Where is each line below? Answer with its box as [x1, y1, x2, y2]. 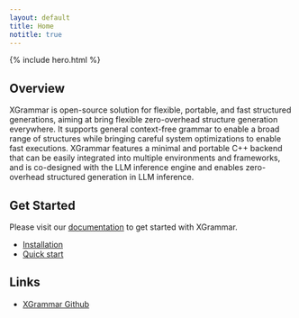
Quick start [22, 249, 64, 259]
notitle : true [9, 30, 63, 39]
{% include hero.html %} [9, 55, 101, 66]
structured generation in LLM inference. [46, 172, 195, 183]
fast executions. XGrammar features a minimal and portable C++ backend [9, 143, 283, 154]
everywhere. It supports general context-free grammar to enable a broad [9, 123, 280, 135]
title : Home [9, 22, 54, 31]
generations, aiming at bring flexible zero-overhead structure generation [9, 114, 278, 125]
